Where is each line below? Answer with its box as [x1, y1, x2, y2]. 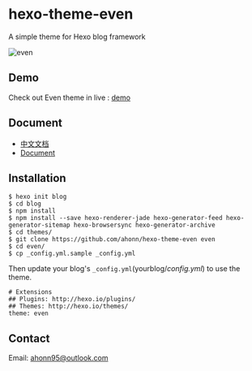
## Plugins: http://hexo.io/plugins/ [8, 296, 136, 304]
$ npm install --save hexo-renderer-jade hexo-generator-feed [8, 214, 223, 222]
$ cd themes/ [8, 228, 53, 236]
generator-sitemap [8, 221, 70, 230]
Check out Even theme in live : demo [8, 93, 131, 102]
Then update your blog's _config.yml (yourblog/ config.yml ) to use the [8, 264, 241, 274]
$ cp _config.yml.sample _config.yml [8, 249, 136, 258]
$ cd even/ [8, 243, 45, 251]
